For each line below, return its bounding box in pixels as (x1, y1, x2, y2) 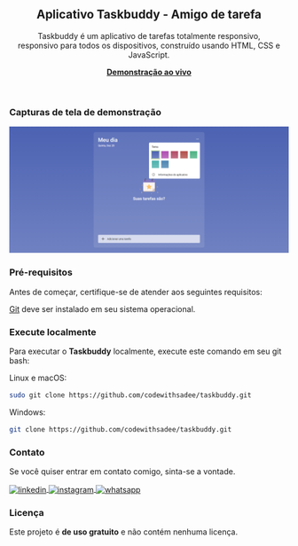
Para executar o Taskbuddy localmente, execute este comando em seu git (9, 346, 282, 357)
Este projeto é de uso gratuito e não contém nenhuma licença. (9, 526, 238, 537)
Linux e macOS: (9, 372, 67, 384)
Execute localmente (9, 325, 97, 338)
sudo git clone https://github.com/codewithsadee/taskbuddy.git (9, 391, 252, 400)
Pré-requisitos (9, 266, 73, 278)
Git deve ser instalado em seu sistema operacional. (9, 303, 196, 314)
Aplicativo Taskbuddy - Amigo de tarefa (36, 7, 262, 22)
